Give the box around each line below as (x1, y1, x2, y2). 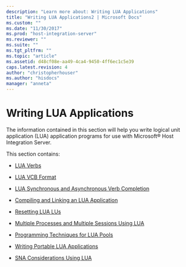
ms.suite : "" (6, 42, 39, 48)
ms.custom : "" (6, 20, 42, 26)
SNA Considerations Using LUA (14, 254, 92, 261)
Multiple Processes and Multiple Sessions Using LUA (14, 219, 144, 226)
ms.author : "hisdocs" (6, 75, 60, 81)
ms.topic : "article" (6, 53, 58, 59)
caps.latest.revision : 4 (6, 64, 68, 70)
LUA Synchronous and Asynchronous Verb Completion (14, 185, 150, 192)
